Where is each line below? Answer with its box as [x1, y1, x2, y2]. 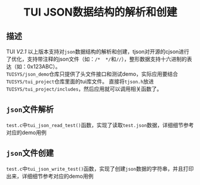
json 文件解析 [6, 104, 54, 115]
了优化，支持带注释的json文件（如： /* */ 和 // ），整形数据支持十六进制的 [6, 55, 187, 63]
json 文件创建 [6, 148, 54, 158]
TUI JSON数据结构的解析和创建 [23, 5, 177, 19]
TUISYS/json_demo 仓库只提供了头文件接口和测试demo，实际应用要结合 [6, 70, 178, 78]
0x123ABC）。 [26, 63, 61, 70]
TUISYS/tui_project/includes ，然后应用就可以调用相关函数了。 [6, 85, 162, 92]
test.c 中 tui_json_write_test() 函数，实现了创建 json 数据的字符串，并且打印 [6, 165, 194, 172]
